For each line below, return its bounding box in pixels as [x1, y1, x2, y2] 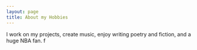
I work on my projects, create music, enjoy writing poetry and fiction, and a [6, 30, 192, 37]
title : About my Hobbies [6, 14, 68, 20]
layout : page [6, 8, 39, 15]
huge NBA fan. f [6, 37, 46, 44]
